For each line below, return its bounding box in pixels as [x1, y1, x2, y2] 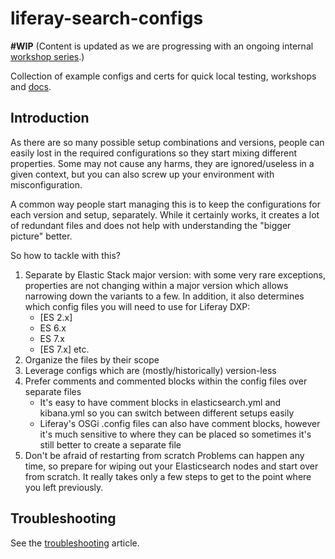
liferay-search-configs [10, 7, 204, 30]
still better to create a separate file [39, 438, 182, 451]
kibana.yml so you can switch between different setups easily [39, 407, 295, 419]
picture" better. [10, 230, 73, 242]
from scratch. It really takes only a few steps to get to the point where [24, 470, 312, 482]
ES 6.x [39, 322, 67, 334]
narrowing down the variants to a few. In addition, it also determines [24, 290, 305, 302]
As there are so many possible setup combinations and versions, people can [10, 136, 325, 148]
